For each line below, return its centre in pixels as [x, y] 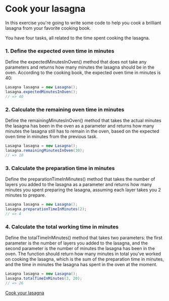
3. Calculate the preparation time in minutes [60, 168]
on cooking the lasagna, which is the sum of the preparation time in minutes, [84, 259]
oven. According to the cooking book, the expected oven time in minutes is [83, 73]
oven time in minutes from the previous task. [51, 137]
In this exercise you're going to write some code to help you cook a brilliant [83, 23]
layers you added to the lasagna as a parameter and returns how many [79, 185]
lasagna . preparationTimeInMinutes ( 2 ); [46, 209]
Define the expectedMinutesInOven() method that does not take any [76, 62]
